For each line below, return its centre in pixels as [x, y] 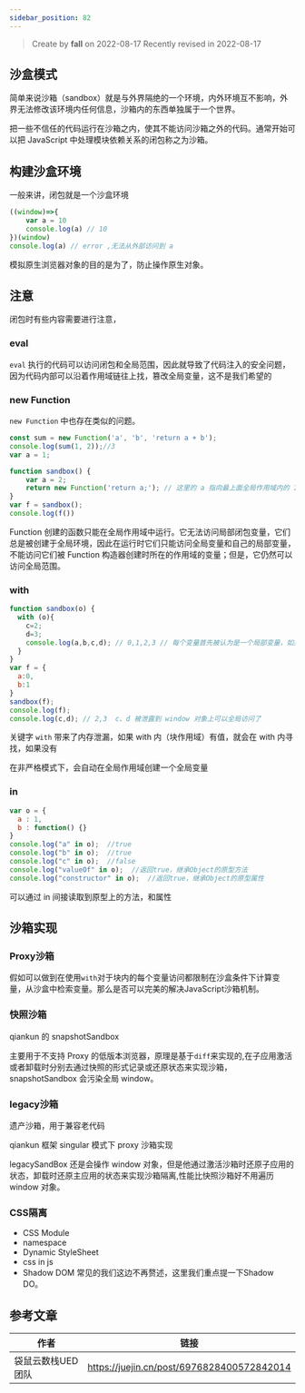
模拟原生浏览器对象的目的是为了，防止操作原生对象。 [109, 264]
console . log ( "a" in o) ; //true [70, 845]
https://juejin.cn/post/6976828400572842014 [189, 1368]
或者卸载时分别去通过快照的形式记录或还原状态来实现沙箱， [121, 1067]
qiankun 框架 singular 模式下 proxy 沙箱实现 [91, 1144]
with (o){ [36, 617]
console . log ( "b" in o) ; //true [70, 853]
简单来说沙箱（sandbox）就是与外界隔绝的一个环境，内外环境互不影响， [145, 98]
